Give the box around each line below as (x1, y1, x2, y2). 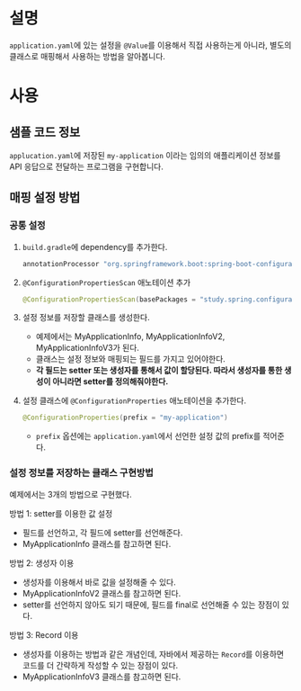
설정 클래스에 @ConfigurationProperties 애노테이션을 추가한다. (22, 395, 247, 406)
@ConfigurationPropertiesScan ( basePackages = (22, 294, 196, 304)
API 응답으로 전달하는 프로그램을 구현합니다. (9, 161, 164, 172)
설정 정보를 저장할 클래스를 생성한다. (22, 312, 150, 323)
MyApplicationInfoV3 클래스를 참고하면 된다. (22, 671, 181, 682)
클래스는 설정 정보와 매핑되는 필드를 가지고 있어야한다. (35, 354, 226, 364)
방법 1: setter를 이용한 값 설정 (9, 507, 113, 518)
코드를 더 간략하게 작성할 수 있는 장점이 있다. (22, 660, 179, 670)
